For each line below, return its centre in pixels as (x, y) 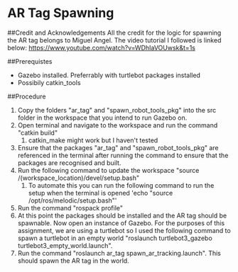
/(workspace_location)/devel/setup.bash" (79, 178)
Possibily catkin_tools (49, 82)
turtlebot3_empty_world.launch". (65, 245)
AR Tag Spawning (61, 13)
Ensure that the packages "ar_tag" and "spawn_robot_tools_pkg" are (118, 147)
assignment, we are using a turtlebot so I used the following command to (124, 230)
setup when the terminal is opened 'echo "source (101, 193)
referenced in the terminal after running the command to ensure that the (123, 155)
